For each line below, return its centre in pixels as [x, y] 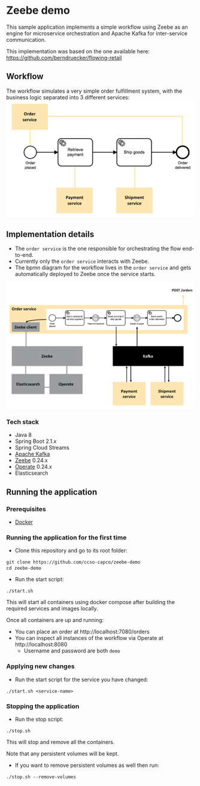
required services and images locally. [52, 609]
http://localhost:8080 [41, 645]
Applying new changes [40, 666]
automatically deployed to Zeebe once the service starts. [85, 274]
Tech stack [22, 422]
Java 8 [23, 435]
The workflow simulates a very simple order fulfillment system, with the [94, 91]
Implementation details [50, 234]
